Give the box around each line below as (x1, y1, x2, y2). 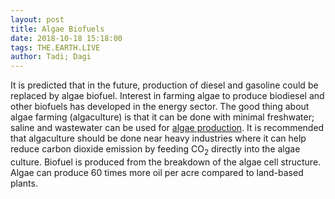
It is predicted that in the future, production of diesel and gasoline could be (10, 79, 319, 91)
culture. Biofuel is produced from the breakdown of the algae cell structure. (10, 156, 322, 168)
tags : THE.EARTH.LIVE (10, 42, 101, 53)
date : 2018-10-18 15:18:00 (10, 33, 123, 43)
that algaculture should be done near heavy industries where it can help (10, 132, 307, 145)
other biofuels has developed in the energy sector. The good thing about (10, 101, 310, 113)
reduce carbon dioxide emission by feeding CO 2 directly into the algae (10, 143, 301, 157)
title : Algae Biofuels (10, 24, 105, 34)
